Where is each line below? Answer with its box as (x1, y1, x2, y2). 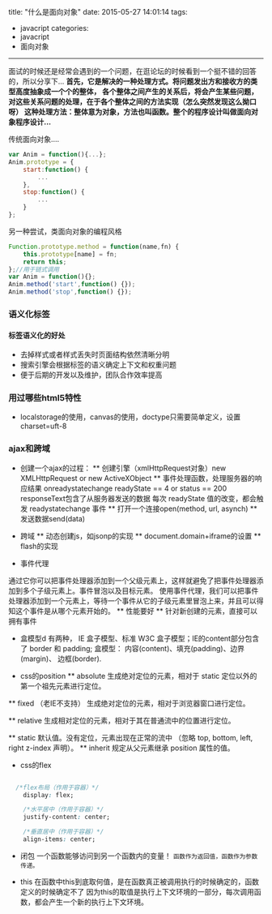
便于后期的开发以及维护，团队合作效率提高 (19, 370, 163, 380)
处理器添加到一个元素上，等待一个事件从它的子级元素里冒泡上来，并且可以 (8, 595, 257, 606)
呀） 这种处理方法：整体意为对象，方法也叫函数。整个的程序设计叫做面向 (8, 107, 252, 116)
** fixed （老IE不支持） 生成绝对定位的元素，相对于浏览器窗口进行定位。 (8, 698, 250, 708)
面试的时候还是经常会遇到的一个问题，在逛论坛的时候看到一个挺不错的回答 (8, 67, 257, 75)
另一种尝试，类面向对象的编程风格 (8, 226, 122, 236)
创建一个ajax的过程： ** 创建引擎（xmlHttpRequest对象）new (19, 463, 227, 473)
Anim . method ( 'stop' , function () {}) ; (8, 288, 132, 296)
